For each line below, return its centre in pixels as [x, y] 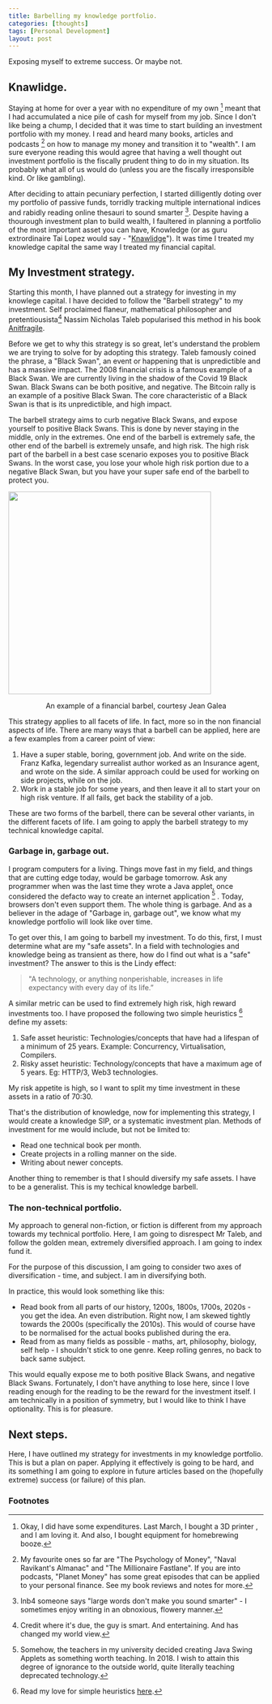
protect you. [29, 480]
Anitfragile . [27, 328]
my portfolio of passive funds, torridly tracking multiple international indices [135, 203]
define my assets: [38, 1022]
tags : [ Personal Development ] [59, 31]
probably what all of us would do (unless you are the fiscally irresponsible [132, 170]
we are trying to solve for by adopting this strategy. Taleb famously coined [132, 352]
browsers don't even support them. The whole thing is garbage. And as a [130, 904]
